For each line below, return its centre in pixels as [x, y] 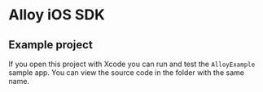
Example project [51, 45]
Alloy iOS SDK [57, 15]
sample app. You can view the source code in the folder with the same [126, 73]
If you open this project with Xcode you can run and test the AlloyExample [132, 64]
